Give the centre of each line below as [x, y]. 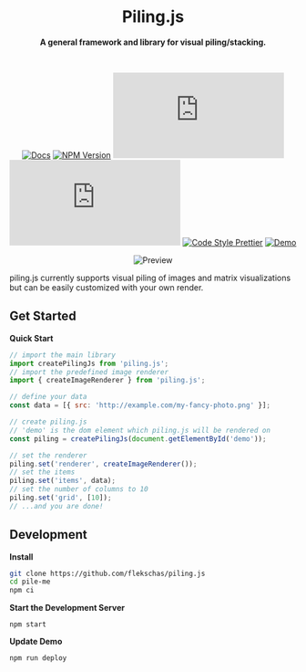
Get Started [43, 316]
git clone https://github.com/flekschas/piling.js [107, 573]
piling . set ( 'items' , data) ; [63, 481]
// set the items [42, 472]
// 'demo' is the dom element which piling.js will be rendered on [140, 430]
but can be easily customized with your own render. [107, 287]
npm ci [22, 591]
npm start [28, 625]
